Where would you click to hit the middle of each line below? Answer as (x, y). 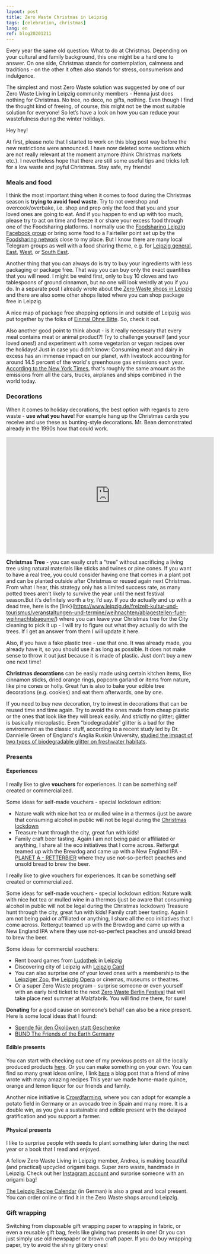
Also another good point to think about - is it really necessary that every (94, 331)
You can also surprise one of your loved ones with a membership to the (102, 973)
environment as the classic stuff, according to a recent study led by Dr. (93, 729)
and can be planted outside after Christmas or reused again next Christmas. (99, 581)
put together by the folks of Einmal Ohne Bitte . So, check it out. (83, 319)
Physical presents (29, 1130)
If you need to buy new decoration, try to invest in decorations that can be (97, 703)
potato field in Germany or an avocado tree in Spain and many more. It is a (97, 1104)
